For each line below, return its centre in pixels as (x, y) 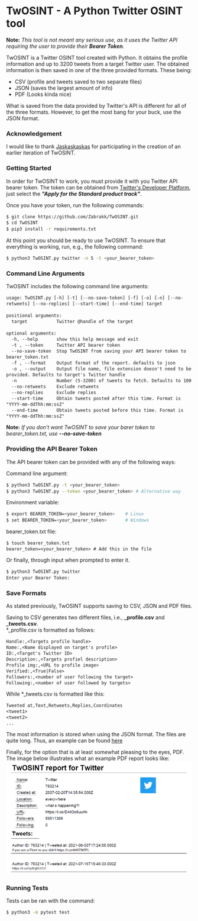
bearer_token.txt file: (31, 532)
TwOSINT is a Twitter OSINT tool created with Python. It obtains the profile (97, 57)
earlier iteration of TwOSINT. (41, 153)
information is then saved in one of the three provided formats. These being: (99, 70)
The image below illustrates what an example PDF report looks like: (88, 758)
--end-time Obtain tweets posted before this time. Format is (98, 410)
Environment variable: (33, 503)
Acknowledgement (34, 133)
